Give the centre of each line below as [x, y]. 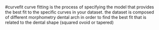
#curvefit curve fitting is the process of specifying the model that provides [79, 7]
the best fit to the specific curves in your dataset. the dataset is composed [79, 12]
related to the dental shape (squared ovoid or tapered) [59, 22]
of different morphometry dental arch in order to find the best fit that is [76, 17]
